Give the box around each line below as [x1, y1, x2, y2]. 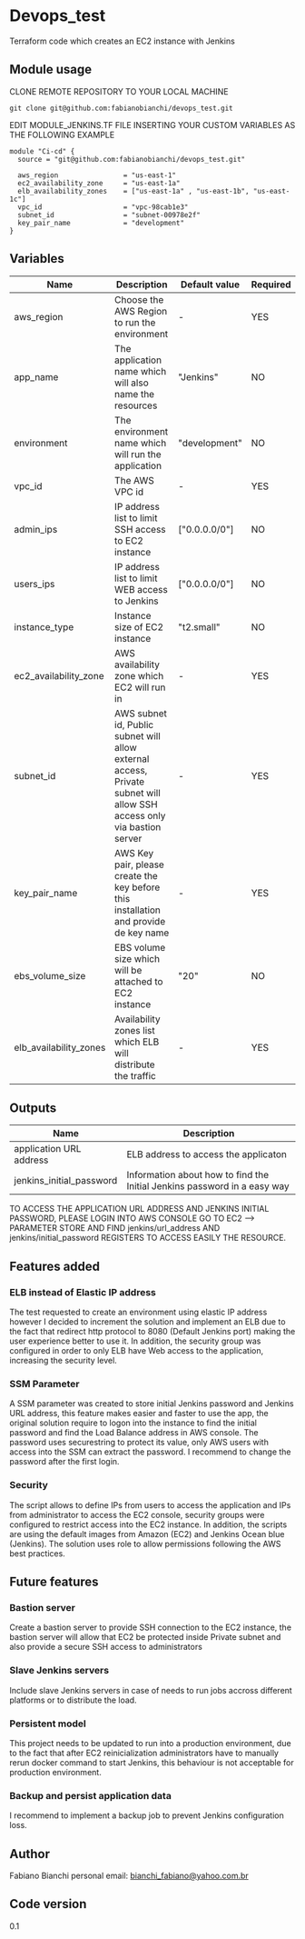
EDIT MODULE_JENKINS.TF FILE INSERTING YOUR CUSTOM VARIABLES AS [9, 119, 296, 130]
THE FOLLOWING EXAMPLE [9, 129, 115, 140]
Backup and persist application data [9, 1789, 172, 1802]
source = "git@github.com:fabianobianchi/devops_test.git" [17, 155, 246, 164]
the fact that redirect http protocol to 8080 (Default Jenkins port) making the [9, 1326, 296, 1337]
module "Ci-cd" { [9, 146, 75, 155]
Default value [180, 278, 241, 291]
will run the [114, 447, 162, 460]
